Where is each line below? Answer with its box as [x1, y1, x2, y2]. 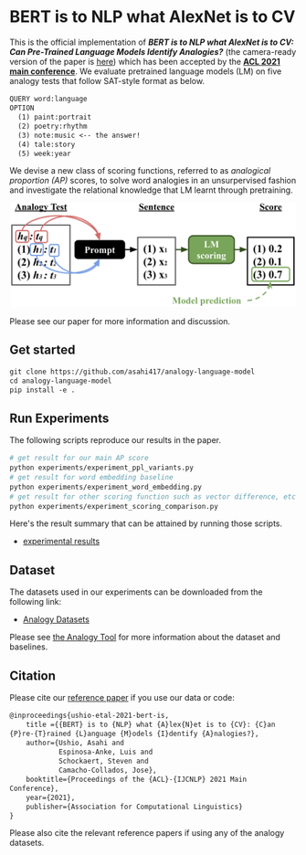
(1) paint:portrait [17, 112, 92, 121]
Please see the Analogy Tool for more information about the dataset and [9, 632, 281, 643]
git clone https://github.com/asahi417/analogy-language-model [9, 367, 256, 376]
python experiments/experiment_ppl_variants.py [9, 463, 195, 472]
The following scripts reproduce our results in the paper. [9, 435, 222, 446]
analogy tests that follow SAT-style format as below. [9, 75, 206, 86]
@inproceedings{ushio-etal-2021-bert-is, [9, 711, 170, 721]
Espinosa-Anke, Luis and [58, 747, 153, 757]
